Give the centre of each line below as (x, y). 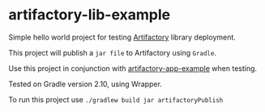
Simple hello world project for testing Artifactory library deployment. (122, 37)
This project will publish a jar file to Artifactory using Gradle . (113, 52)
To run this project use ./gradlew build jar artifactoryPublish (116, 99)
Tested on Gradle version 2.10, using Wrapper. (85, 84)
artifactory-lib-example (90, 15)
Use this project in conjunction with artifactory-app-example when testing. (133, 68)
